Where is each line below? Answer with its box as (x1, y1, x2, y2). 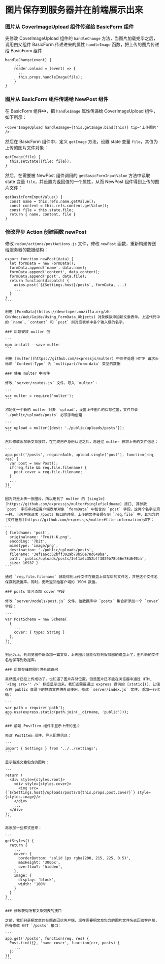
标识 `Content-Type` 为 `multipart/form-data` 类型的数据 (5, 361, 121, 366)
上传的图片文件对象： (5, 144, 48, 150)
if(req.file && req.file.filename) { (9, 465, 87, 470)
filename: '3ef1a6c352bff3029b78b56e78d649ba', (9, 552, 109, 557)
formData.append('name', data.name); (9, 265, 87, 270)
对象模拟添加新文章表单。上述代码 (98, 315, 157, 320)
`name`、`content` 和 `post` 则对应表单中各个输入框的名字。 (11, 320, 127, 325)
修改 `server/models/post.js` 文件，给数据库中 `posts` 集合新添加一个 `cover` (5, 599, 160, 604)
